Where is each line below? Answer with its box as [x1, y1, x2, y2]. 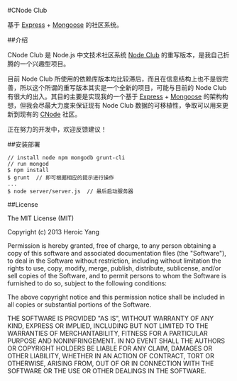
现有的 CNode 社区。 [19, 110, 82, 118]
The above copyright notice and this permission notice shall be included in [7, 293, 225, 301]
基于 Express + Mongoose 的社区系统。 [7, 21, 123, 29]
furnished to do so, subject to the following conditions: [7, 279, 167, 288]
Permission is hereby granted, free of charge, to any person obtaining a [7, 241, 216, 250]
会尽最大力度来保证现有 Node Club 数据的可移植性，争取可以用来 [31, 101, 222, 109]
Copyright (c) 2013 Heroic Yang [7, 228, 100, 236]
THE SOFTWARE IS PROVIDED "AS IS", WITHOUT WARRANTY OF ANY [7, 314, 214, 322]
